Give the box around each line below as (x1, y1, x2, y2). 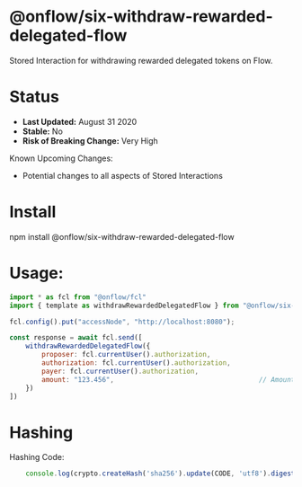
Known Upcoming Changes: (9, 153, 114, 164)
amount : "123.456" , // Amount (41, 375, 296, 384)
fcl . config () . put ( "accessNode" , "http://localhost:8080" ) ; (9, 317, 235, 326)
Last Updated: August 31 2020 (22, 116, 138, 127)
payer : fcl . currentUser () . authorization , (41, 367, 200, 376)
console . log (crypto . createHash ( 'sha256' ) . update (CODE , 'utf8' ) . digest (25, 469, 296, 478)
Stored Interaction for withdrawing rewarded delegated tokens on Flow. (9, 55, 273, 66)
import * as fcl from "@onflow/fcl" (9, 292, 147, 302)
